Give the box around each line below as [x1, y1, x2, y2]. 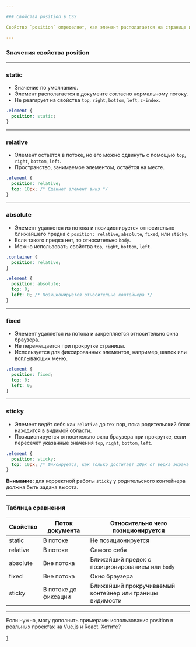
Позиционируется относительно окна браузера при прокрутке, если [14, 433, 187, 440]
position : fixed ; [11, 371, 54, 378]
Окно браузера [90, 572, 134, 580]
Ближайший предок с [90, 555, 152, 563]
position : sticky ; [11, 456, 57, 462]
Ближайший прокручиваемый [90, 581, 176, 590]
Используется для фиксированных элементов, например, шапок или [14, 349, 187, 356]
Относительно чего [110, 519, 167, 527]
